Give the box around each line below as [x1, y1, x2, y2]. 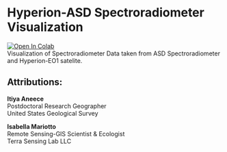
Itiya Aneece [7, 94, 44, 103]
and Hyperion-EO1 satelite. [7, 56, 83, 64]
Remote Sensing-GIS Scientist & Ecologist [7, 129, 125, 138]
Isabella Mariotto [7, 122, 56, 131]
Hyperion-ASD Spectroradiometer [7, 5, 205, 21]
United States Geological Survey [7, 109, 98, 117]
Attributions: [7, 77, 63, 88]
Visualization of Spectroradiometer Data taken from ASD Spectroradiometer [7, 49, 221, 58]
